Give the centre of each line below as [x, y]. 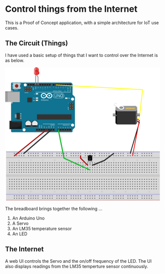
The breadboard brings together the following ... [54, 208]
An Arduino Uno [28, 218]
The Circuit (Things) [37, 43]
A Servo [20, 223]
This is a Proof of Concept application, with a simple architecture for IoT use [82, 23]
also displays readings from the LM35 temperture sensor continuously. [77, 266]
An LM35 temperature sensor [42, 228]
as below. [15, 60]
